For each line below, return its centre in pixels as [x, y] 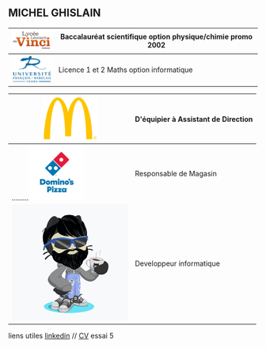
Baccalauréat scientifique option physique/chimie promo [157, 37]
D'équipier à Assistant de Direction [194, 119]
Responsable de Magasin [176, 173]
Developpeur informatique [177, 263]
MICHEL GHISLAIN [55, 13]
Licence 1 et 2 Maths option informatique [125, 70]
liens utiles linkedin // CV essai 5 [61, 335]
